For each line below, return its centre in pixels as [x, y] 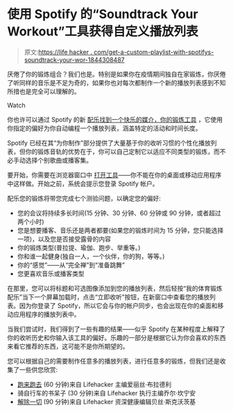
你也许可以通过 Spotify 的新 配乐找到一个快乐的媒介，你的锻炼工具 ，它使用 [115, 119]
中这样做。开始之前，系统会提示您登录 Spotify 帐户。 [83, 183]
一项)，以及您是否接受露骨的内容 [64, 239]
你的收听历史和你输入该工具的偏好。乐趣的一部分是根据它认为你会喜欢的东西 [116, 337]
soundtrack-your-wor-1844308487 [74, 60]
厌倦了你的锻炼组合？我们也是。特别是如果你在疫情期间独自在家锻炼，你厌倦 [116, 74]
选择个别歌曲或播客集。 [59, 160]
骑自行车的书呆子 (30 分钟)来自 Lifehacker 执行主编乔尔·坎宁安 [106, 393]
